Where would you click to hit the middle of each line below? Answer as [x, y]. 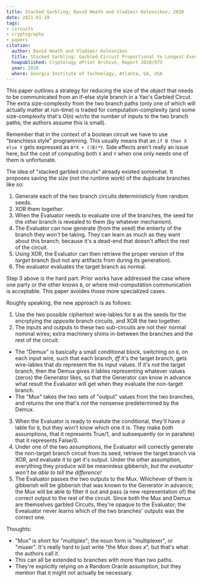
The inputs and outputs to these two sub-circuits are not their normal [100, 327]
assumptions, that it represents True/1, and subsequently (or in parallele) [105, 434]
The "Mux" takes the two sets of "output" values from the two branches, [105, 397]
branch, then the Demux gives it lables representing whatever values [100, 371]
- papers [17, 40]
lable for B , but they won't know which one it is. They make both [94, 428]
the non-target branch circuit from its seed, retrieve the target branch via [105, 454]
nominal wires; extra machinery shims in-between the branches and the [104, 334]
